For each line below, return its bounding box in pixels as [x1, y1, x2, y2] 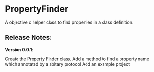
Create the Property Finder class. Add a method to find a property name [5, 56, 150, 62]
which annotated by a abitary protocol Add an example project [5, 61, 130, 67]
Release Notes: [5, 34, 52, 42]
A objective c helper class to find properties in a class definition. [5, 19, 134, 25]
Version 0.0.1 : [5, 46, 33, 52]
